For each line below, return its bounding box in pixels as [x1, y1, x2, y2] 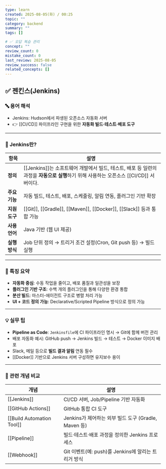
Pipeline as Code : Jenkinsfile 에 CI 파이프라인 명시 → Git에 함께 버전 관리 [12, 329, 158, 335]
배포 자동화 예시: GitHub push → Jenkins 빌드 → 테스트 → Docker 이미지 [12, 335, 155, 341]
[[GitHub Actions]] [7, 405, 51, 412]
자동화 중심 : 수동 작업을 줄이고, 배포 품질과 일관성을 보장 [12, 280, 120, 286]
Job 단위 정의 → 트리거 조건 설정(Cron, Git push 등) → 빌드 [23, 239, 155, 246]
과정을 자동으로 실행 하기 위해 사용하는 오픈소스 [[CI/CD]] [23, 172, 149, 179]
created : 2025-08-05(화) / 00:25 [5, 12, 73, 17]
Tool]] [7, 421, 22, 428]
